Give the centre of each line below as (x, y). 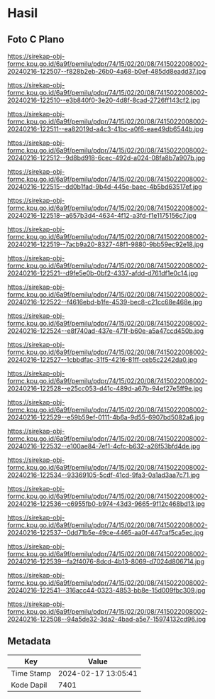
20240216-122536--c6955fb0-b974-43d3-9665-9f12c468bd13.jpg (106, 504)
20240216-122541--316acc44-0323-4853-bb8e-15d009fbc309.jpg (106, 590)
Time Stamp (31, 673)
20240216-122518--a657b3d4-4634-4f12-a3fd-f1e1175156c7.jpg (102, 215)
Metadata (29, 641)
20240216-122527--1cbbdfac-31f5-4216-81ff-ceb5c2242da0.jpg (102, 359)
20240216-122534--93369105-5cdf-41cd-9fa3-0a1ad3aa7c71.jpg (104, 475)
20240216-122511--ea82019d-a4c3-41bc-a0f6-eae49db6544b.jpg (105, 129)
